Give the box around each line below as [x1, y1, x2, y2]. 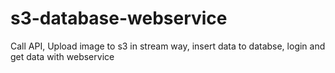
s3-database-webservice [10, 7, 228, 30]
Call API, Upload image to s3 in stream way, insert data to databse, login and [10, 40, 326, 52]
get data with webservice [10, 50, 115, 62]
